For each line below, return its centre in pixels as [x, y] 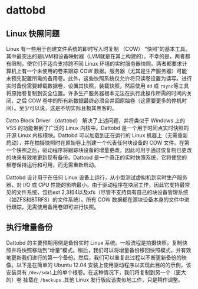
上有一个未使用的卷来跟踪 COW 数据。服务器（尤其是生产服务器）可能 [102, 71]
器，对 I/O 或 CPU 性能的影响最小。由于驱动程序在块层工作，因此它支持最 [95, 185]
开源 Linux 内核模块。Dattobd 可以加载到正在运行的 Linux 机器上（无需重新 [97, 135]
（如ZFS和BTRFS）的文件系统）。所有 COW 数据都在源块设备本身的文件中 [95, 199]
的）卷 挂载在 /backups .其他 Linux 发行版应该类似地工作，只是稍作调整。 [95, 280]
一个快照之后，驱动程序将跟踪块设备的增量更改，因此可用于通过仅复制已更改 [99, 150]
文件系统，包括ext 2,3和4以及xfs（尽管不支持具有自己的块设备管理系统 [102, 192]
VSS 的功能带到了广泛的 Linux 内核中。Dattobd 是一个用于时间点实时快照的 [98, 128]
